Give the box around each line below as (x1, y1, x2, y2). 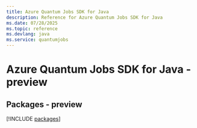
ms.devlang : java (6, 31, 50, 37)
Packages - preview (6, 99, 83, 109)
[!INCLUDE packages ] (6, 115, 61, 122)
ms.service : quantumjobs (6, 37, 69, 43)
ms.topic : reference (6, 25, 58, 32)
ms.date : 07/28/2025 (6, 20, 58, 26)
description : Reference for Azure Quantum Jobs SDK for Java (6, 14, 163, 20)
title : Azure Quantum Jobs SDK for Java (6, 8, 110, 15)
